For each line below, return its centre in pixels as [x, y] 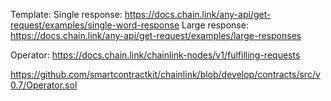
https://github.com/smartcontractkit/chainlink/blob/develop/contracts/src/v [165, 74]
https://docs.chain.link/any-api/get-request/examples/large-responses [156, 35]
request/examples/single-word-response [95, 25]
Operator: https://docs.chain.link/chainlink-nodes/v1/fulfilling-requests [155, 55]
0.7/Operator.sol [44, 85]
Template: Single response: [66, 14]
